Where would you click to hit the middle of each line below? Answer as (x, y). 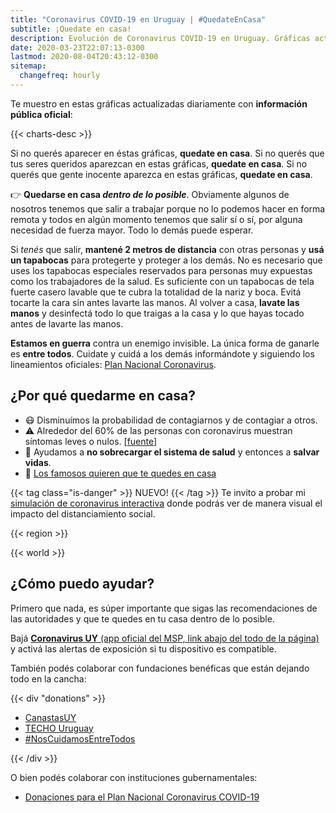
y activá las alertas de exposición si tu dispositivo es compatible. (143, 648)
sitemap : (28, 66)
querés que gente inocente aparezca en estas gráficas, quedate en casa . (161, 174)
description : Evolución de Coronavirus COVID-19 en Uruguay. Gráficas (160, 38)
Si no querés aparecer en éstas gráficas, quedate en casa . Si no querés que (167, 153)
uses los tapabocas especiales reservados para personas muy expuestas (161, 270)
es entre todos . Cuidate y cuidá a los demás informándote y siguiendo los (162, 353)
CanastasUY (50, 717)
